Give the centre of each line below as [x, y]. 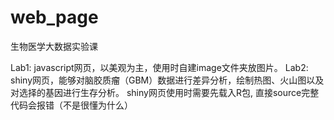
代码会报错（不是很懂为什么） [71, 105]
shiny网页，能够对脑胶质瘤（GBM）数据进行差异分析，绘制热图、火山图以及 [167, 80]
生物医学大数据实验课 [54, 46]
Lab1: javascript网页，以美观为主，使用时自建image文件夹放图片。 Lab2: [159, 67]
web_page [54, 17]
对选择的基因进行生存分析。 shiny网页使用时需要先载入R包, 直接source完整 [165, 92]
